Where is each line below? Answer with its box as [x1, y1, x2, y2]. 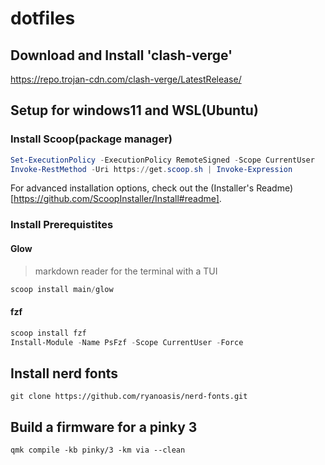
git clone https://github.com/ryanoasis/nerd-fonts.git [10, 392, 248, 402]
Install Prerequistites [10, 218, 114, 232]
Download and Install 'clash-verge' [10, 47, 233, 64]
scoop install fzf [10, 328, 87, 338]
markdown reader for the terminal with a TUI [34, 265, 218, 277]
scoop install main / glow [10, 284, 114, 294]
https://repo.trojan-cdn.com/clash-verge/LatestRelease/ [10, 73, 242, 85]
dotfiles [10, 7, 76, 30]
